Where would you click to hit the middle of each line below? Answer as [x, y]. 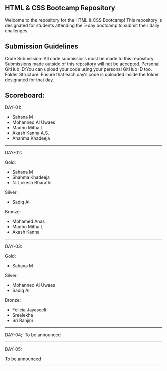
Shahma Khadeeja [31, 177]
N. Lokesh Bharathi [32, 183]
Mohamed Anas [29, 221]
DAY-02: [14, 153]
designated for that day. [30, 80]
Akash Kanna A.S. [31, 133]
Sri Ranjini [23, 320]
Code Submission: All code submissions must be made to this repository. [80, 58]
